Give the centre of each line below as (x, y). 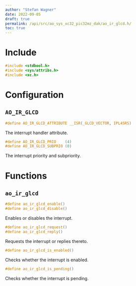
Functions (26, 176)
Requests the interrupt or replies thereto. (46, 241)
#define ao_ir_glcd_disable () (36, 209)
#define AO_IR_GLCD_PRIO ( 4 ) (38, 142)
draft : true (17, 19)
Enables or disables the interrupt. (39, 218)
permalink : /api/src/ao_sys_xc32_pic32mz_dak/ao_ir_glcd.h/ (68, 24)
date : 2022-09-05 (23, 14)
